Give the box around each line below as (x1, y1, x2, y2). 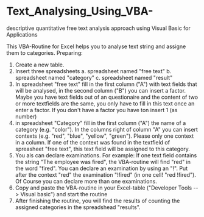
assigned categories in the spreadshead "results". (15, 203, 141, 211)
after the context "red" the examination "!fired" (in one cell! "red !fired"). (15, 171, 196, 178)
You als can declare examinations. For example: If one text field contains (15, 151, 197, 159)
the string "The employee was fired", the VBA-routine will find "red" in (15, 158, 191, 165)
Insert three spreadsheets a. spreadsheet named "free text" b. (15, 67, 172, 74)
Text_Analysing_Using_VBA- (6, 4, 153, 18)
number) (15, 113, 37, 120)
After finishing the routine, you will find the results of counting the (15, 197, 180, 204)
